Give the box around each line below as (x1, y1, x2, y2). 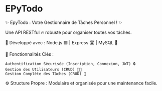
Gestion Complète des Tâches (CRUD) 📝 (5, 71, 86, 76)
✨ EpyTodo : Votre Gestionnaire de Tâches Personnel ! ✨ (5, 19, 123, 25)
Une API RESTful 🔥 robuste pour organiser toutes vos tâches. (5, 29, 132, 35)
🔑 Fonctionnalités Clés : (5, 51, 54, 57)
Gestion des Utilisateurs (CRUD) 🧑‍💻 (5, 67, 82, 72)
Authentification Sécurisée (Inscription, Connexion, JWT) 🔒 (5, 61, 136, 66)
